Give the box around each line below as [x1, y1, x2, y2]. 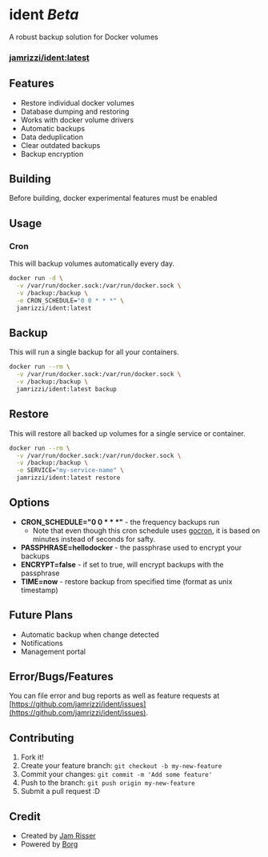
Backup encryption [20, 149, 84, 158]
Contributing [9, 731, 74, 745]
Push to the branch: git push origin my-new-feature [20, 778, 195, 787]
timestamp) [20, 585, 58, 595]
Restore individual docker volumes [20, 98, 135, 107]
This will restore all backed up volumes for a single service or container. [9, 428, 246, 438]
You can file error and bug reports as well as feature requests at [9, 691, 220, 701]
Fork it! [20, 752, 45, 762]
